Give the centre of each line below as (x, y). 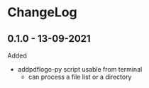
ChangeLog (42, 12)
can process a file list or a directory (80, 77)
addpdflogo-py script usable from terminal (80, 69)
